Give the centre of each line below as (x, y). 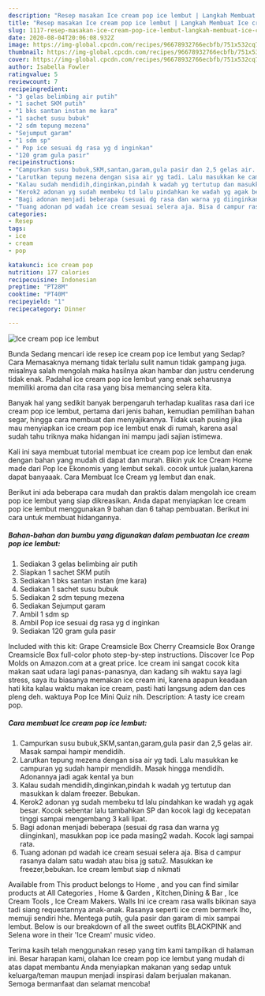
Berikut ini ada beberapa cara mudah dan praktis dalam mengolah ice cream (132, 492)
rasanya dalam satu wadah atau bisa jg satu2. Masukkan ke (116, 860)
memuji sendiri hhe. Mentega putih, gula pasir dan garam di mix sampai (124, 918)
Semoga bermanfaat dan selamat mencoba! (79, 983)
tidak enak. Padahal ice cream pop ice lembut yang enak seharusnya (120, 379)
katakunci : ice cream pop (50, 265)
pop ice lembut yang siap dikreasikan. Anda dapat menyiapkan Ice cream (127, 500)
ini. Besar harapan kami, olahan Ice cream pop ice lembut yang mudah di (127, 958)
